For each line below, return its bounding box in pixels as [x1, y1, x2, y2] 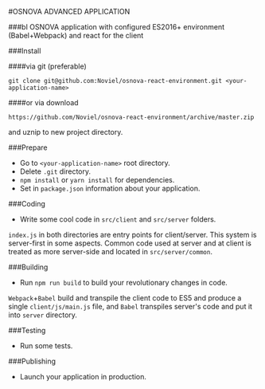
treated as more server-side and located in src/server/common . [8, 247, 213, 256]
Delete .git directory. [19, 167, 92, 176]
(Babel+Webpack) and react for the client [8, 31, 144, 40]
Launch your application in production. [19, 372, 147, 381]
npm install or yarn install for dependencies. [19, 175, 175, 184]
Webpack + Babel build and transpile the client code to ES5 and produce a [8, 293, 242, 302]
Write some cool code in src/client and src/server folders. [19, 214, 216, 224]
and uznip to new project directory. [8, 128, 123, 136]
